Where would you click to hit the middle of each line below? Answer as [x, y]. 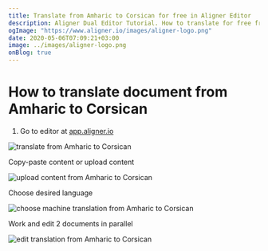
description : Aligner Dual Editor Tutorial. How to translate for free [130, 23]
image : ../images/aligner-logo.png [67, 45]
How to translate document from [118, 92]
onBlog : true [30, 53]
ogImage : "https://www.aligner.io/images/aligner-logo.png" [110, 30]
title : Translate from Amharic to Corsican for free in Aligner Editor [130, 16]
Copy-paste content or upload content [71, 162]
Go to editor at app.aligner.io [67, 131]
